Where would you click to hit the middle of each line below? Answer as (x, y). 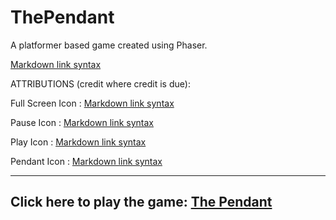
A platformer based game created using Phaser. (109, 45)
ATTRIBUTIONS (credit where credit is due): (100, 83)
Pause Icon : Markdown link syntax (82, 122)
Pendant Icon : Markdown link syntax (86, 161)
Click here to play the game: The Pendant (141, 202)
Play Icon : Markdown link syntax (78, 142)
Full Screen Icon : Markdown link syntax (92, 103)
